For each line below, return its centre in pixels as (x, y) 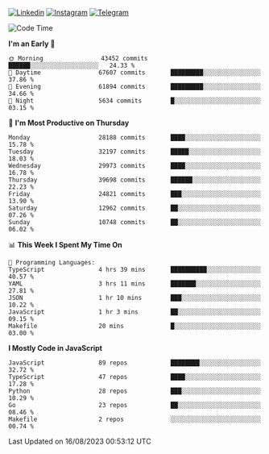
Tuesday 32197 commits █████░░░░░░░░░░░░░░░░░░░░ (135, 152)
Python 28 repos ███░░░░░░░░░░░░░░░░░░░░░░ (135, 391)
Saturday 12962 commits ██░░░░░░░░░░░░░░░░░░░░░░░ (135, 208)
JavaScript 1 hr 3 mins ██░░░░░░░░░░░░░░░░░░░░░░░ (135, 312)
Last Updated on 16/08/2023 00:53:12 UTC (80, 441)
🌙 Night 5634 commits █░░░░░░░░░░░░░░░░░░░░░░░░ (135, 101)
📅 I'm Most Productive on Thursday (69, 123)
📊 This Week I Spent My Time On (65, 245)
